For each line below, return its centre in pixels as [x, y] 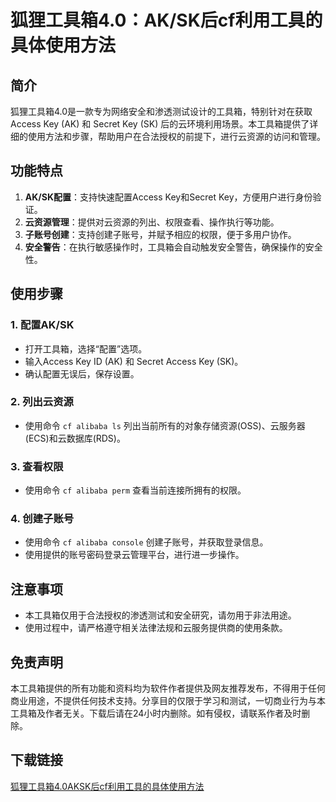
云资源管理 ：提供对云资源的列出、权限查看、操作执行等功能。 [152, 222]
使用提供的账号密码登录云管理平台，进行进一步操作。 [134, 555]
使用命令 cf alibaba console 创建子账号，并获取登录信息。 [146, 542]
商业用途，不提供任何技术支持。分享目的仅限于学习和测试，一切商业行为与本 [168, 701]
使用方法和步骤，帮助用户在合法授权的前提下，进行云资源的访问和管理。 [176, 136]
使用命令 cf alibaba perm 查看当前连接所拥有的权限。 [135, 490]
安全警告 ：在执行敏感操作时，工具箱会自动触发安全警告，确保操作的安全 [173, 247]
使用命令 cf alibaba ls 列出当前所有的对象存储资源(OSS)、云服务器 [165, 425]
